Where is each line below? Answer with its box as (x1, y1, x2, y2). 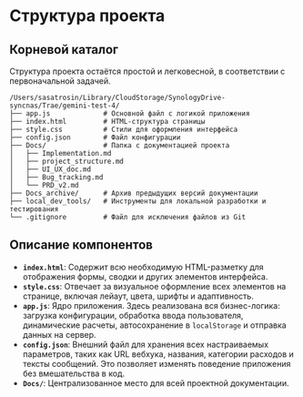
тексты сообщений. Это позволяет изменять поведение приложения (22, 358, 291, 369)
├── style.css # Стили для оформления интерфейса (9, 125, 238, 134)
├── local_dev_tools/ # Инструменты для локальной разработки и (9, 197, 267, 206)
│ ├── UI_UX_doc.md (9, 165, 92, 174)
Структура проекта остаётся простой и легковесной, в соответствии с (9, 66, 286, 76)
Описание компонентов (9, 238, 153, 253)
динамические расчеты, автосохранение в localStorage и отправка (22, 320, 287, 331)
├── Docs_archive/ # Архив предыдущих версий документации (9, 188, 258, 198)
